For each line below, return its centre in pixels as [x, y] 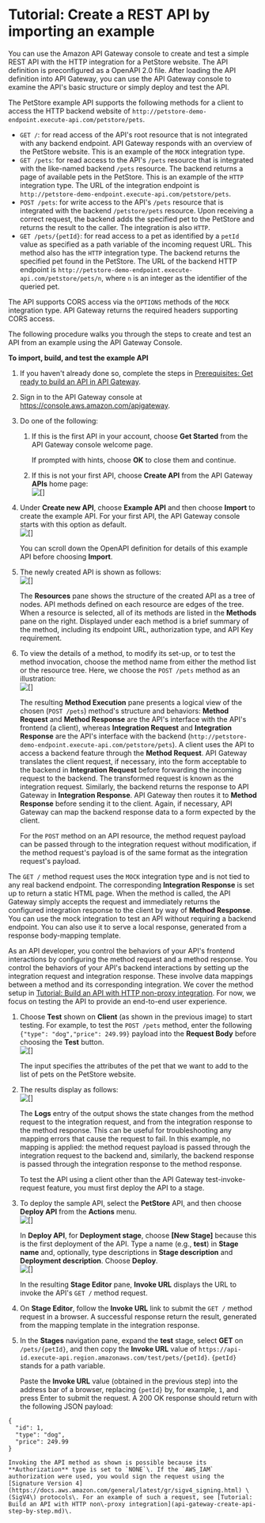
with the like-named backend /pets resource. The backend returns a [131, 168]
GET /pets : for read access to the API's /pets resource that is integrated [136, 159]
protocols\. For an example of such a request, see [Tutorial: [146, 1497]
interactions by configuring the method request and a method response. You [133, 959]
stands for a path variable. [62, 1365]
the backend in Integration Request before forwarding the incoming [131, 769]
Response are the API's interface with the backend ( [105, 736]
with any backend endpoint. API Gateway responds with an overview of [136, 143]
